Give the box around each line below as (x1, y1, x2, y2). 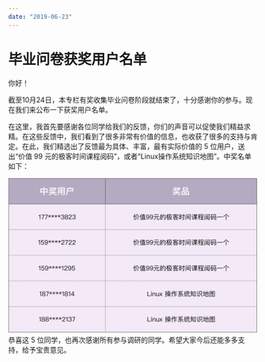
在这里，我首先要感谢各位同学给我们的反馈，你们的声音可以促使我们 (8, 121, 230, 131)
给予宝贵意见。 (21, 345, 71, 354)
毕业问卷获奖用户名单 (8, 50, 148, 68)
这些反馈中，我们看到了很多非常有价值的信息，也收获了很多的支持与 (28, 131, 251, 141)
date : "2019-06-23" (8, 13, 73, 21)
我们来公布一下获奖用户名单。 (14, 105, 112, 114)
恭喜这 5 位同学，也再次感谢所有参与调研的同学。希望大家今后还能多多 (8, 335, 239, 345)
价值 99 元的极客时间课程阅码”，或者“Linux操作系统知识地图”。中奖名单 (18, 151, 252, 161)
